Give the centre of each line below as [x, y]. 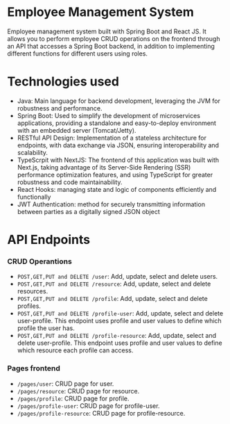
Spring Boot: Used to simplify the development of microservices [109, 115]
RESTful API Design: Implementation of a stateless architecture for [112, 138]
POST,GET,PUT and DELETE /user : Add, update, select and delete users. [117, 277]
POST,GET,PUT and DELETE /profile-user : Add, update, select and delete [120, 313]
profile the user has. [46, 328]
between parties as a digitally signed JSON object [89, 211]
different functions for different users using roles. [77, 54]
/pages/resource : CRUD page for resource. [78, 391]
